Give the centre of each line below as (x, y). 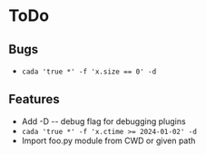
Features (34, 99)
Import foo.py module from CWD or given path (108, 140)
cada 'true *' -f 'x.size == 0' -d (89, 72)
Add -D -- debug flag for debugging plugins (104, 121)
